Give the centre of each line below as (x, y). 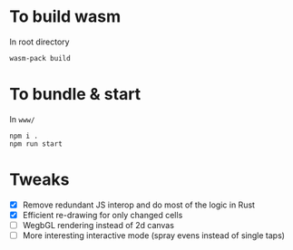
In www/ (22, 119)
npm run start (36, 144)
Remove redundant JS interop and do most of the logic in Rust (139, 205)
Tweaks (39, 180)
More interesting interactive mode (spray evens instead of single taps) (154, 236)
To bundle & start (75, 95)
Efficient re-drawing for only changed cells (103, 215)
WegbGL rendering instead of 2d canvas (98, 225)
